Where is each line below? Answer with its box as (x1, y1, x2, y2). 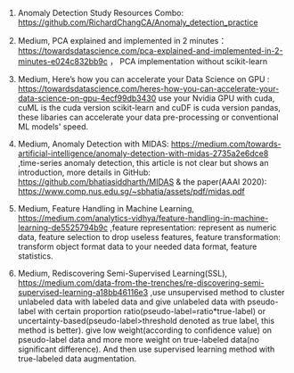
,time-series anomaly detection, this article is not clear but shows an (17, 158, 269, 168)
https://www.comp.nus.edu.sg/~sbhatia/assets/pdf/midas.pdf (17, 186, 245, 196)
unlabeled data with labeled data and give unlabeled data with (17, 296, 246, 307)
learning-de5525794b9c (17, 222, 109, 233)
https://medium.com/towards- (170, 138, 282, 149)
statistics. (17, 251, 53, 261)
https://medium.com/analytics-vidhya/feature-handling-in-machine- (17, 213, 269, 223)
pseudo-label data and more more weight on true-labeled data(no (17, 335, 260, 344)
